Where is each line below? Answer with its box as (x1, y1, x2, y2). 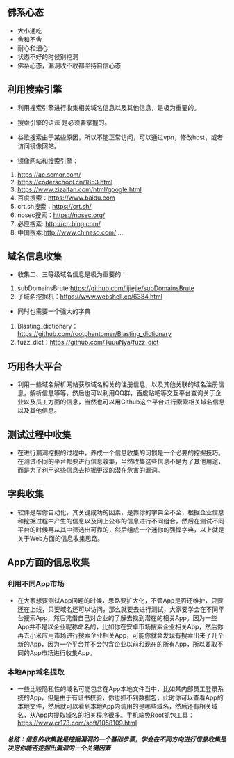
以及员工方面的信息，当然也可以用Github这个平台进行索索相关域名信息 (23, 397, 226, 406)
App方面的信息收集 (7, 556, 90, 569)
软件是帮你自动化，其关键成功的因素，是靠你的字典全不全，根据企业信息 (17, 507, 224, 516)
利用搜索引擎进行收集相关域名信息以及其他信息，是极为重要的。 (17, 103, 200, 111)
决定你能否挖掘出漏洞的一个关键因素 (7, 744, 111, 752)
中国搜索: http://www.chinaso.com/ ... (17, 228, 124, 237)
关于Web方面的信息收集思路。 (17, 534, 104, 542)
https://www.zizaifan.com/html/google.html (17, 185, 142, 194)
